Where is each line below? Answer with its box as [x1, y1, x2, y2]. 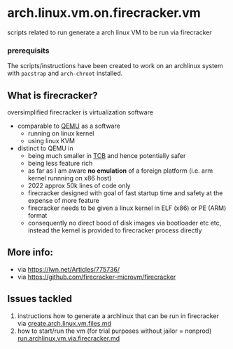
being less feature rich [27, 159, 93, 168]
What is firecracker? [7, 89, 98, 101]
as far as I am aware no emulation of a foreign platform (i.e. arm [27, 166, 213, 175]
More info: [7, 246, 54, 258]
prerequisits [7, 46, 50, 55]
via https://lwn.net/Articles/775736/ [17, 265, 120, 273]
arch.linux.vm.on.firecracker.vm [7, 5, 201, 21]
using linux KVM [27, 137, 76, 145]
